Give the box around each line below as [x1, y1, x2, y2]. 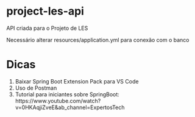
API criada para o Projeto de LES [6, 24, 88, 32]
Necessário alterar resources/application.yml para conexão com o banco [6, 36, 190, 43]
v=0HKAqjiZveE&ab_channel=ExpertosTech [15, 104, 125, 111]
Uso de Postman [15, 84, 57, 91]
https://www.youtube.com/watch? [15, 97, 101, 104]
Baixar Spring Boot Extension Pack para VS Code [15, 77, 139, 85]
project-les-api [6, 4, 84, 18]
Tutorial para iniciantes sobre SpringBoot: [15, 90, 120, 98]
